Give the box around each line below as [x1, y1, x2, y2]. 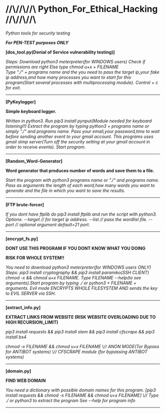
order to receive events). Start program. [5, 144, 86, 150]
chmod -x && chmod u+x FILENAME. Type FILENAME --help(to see [5, 275, 141, 280]
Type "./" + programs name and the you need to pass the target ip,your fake [5, 69, 160, 75]
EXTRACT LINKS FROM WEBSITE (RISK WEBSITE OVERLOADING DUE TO [5, 314, 156, 320]
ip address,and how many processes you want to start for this [5, 74, 131, 80]
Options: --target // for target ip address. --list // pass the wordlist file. [5, 216, 148, 222]
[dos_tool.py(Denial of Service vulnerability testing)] [5, 49, 115, 55]
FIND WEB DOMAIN [5, 377, 46, 384]
